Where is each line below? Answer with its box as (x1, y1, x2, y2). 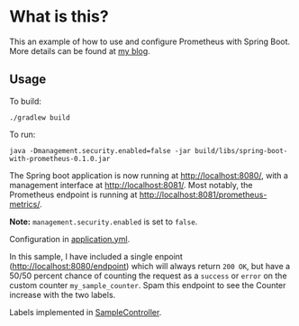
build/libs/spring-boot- (195, 146, 288, 155)
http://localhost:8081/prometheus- (139, 189, 267, 200)
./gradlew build (9, 113, 70, 122)
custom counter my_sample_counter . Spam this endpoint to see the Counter (9, 279, 286, 290)
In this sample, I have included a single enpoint (9, 250, 183, 262)
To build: (9, 95, 42, 106)
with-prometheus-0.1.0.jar (9, 154, 111, 163)
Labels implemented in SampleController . (9, 306, 162, 317)
